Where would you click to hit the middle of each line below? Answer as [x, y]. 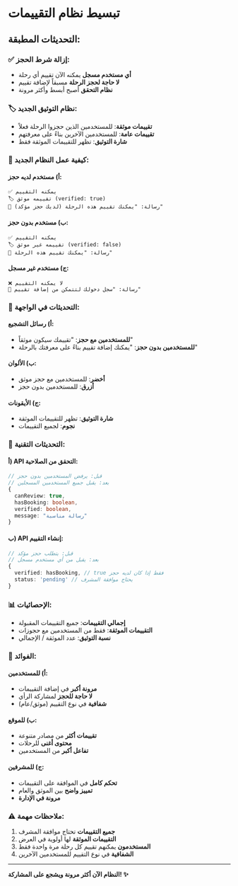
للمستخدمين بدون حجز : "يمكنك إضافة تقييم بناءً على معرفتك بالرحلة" [108, 347]
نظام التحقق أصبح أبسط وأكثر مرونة [65, 89]
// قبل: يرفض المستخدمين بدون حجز [55, 476]
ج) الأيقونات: [24, 403]
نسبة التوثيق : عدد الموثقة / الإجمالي [65, 638]
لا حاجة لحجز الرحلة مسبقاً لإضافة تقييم [69, 82]
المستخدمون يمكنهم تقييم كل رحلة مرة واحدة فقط [84, 846]
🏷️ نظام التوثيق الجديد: [43, 108]
